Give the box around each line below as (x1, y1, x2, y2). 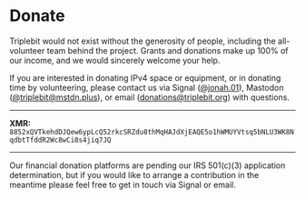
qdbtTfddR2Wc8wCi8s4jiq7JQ (9, 135, 112, 144)
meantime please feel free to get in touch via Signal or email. (9, 179, 236, 190)
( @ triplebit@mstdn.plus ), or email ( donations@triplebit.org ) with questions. (9, 92, 290, 103)
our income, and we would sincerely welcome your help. (9, 55, 221, 65)
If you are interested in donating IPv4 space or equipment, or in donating (9, 72, 281, 83)
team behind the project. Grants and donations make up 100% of (46, 45, 289, 55)
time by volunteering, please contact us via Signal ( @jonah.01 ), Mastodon (9, 82, 284, 93)
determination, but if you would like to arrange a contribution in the (9, 169, 260, 180)
